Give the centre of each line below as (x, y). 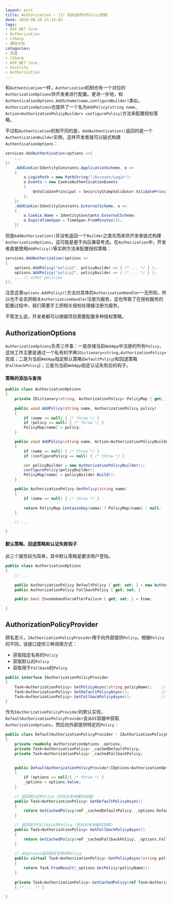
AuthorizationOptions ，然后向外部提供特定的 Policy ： (62, 725)
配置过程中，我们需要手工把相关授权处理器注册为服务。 (63, 306)
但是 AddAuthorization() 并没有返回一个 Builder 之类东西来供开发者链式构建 (83, 236)
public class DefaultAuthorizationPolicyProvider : (61, 735)
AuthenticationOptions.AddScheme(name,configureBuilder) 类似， (74, 100)
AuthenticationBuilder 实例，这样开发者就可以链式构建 (63, 137)
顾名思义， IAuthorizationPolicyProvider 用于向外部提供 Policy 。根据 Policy (85, 638)
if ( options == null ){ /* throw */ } (64, 777)
